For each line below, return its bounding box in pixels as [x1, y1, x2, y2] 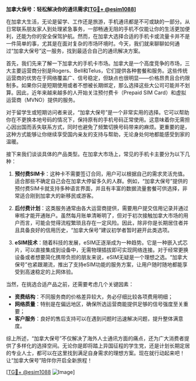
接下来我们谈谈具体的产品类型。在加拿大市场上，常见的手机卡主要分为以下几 [6, 150, 190, 157]
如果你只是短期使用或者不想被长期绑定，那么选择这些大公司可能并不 [21, 82, 185, 88]
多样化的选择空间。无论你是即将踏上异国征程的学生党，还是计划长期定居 [16, 342, 190, 349]
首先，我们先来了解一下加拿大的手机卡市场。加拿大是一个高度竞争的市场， [6, 60, 185, 67]
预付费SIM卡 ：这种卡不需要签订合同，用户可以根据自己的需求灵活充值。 [14, 170, 188, 177]
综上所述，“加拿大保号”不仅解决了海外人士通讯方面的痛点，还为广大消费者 [6, 335, 185, 342]
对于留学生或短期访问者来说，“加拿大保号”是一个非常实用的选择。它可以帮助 [6, 109, 190, 116]
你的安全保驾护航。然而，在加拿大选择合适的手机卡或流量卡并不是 [31, 33, 190, 40]
